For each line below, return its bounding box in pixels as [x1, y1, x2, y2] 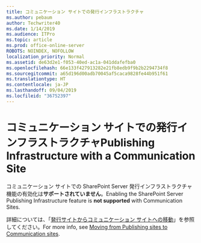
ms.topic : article [6, 37, 52, 43]
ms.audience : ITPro [6, 31, 55, 37]
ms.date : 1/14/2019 [6, 25, 55, 32]
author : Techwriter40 [6, 20, 61, 26]
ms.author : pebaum [6, 14, 52, 21]
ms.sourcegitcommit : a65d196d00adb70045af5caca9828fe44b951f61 [6, 71, 169, 77]
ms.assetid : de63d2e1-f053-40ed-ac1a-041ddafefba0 [6, 59, 136, 65]
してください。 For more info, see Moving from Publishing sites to [6, 223, 168, 230]
